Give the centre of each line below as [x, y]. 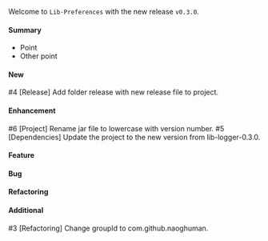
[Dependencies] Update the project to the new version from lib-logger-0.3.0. [134, 137]
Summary [25, 30]
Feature [21, 155]
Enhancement [32, 110]
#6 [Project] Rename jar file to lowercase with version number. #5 [116, 128]
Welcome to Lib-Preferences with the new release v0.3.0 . [104, 12]
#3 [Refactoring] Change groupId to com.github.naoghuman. [108, 228]
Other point [38, 56]
